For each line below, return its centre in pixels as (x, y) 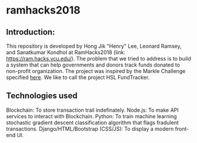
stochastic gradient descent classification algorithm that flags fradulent (93, 122)
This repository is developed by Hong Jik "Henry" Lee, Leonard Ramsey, (94, 46)
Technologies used (42, 96)
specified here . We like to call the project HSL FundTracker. (78, 77)
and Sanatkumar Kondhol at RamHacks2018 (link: (66, 52)
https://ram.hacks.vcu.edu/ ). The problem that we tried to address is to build (98, 59)
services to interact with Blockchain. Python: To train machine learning (92, 116)
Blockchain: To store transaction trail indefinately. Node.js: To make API (93, 110)
